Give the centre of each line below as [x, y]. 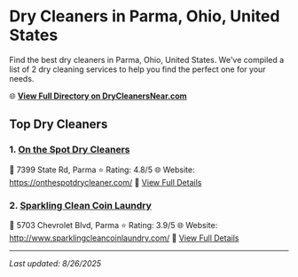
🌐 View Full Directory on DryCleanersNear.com [98, 96]
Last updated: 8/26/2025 [55, 263]
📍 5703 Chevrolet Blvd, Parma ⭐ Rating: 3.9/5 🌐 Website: [114, 225]
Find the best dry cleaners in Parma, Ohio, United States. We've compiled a [147, 59]
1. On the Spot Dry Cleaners [70, 150]
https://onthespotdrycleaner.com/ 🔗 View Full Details [106, 182]
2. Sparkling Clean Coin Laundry [81, 205]
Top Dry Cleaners [59, 125]
